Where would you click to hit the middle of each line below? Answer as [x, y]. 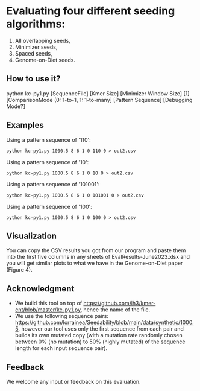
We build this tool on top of [48, 304]
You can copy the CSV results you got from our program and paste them [96, 250]
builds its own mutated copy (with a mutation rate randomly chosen [98, 335]
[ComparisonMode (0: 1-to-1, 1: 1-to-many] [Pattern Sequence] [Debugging [99, 100]
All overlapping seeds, [42, 40]
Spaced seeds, [33, 53]
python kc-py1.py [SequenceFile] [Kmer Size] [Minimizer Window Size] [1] [98, 93]
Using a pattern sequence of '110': [49, 139]
